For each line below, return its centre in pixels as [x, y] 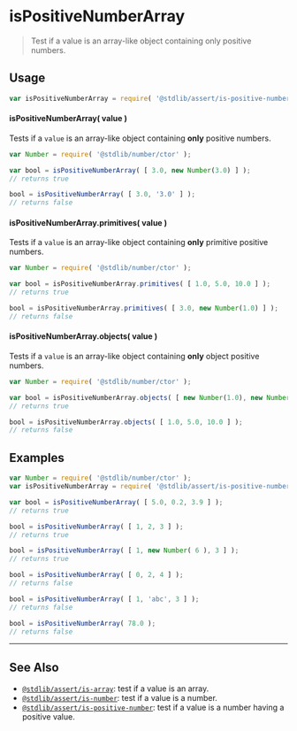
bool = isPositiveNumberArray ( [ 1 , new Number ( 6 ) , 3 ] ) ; [124, 550]
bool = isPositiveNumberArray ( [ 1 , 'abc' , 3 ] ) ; [104, 599]
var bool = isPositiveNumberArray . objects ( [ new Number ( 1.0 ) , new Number [150, 397]
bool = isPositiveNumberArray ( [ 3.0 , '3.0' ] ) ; [103, 195]
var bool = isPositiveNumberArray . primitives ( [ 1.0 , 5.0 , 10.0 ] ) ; [140, 284]
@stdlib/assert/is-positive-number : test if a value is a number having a [153, 708]
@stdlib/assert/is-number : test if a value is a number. [120, 698]
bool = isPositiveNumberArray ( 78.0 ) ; [83, 623]
